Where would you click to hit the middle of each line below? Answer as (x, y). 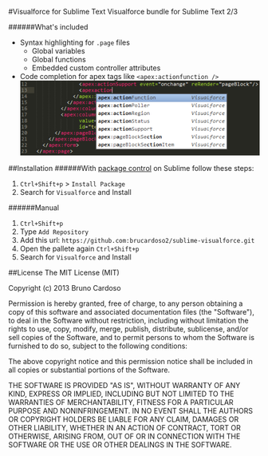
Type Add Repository (54, 232)
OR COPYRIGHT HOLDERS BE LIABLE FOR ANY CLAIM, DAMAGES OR (124, 419)
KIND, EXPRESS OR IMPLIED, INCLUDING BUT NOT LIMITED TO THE (121, 394)
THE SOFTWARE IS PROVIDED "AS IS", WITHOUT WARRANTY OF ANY (124, 385)
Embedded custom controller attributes (96, 68)
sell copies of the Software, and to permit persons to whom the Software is (132, 337)
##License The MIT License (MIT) (64, 272)
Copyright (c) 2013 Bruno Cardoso (65, 287)
